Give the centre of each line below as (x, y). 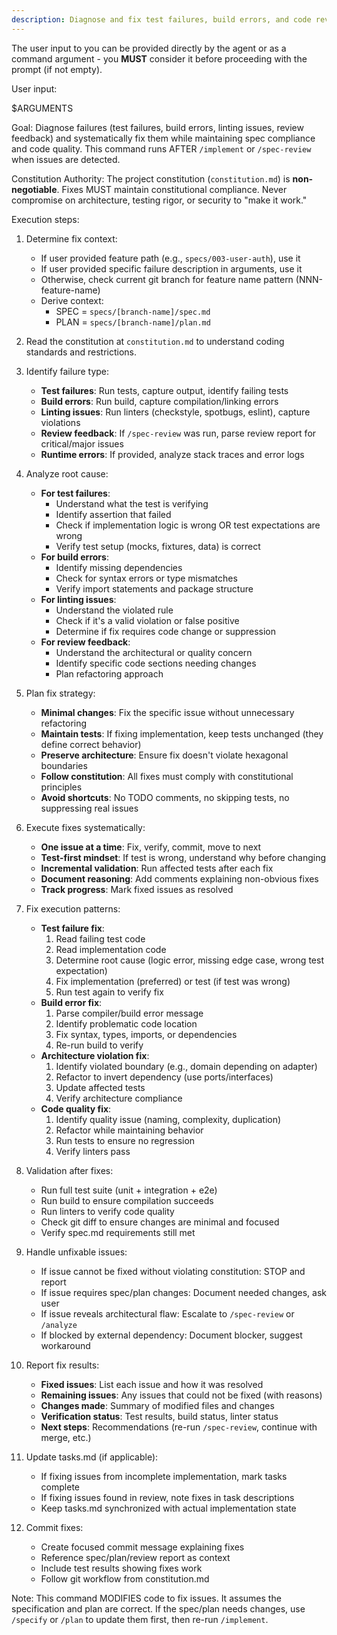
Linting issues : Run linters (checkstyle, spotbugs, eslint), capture (175, 412)
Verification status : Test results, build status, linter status (159, 1416)
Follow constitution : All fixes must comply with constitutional (167, 776)
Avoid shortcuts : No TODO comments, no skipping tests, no (165, 797)
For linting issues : (78, 599)
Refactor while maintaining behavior (129, 1130)
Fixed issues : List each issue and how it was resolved (152, 1384)
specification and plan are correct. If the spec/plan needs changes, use (158, 1608)
